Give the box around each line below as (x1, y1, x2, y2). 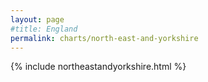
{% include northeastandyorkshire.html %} (10, 61, 187, 73)
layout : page (10, 14, 65, 25)
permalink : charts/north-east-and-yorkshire (10, 33, 199, 43)
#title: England (10, 24, 78, 34)
